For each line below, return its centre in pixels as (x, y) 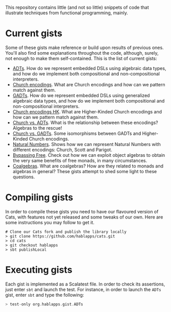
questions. (24, 177)
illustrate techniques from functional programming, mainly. (67, 13)
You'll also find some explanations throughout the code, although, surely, (82, 53)
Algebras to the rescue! (37, 128)
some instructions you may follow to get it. (50, 222)
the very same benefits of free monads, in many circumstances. (80, 160)
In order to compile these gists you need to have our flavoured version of (82, 211)
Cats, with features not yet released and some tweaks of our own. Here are (84, 217)
